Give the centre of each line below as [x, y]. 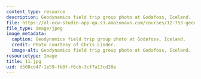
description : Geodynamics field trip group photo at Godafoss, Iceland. [99, 17]
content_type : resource [36, 12]
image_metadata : [26, 34]
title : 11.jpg [24, 61]
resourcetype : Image [32, 56]
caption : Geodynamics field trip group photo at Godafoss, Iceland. [99, 39]
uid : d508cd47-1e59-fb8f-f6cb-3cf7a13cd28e [61, 67]
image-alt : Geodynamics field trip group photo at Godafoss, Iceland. [101, 50]
